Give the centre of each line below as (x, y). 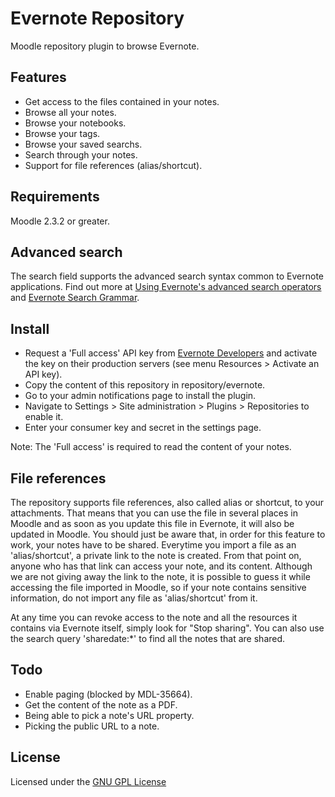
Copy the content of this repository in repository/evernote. (145, 385)
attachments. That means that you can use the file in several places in (154, 513)
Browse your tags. (62, 133)
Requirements (55, 197)
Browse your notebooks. (75, 123)
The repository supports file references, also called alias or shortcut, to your (167, 502)
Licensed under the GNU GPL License (88, 781)
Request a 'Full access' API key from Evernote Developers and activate (171, 353)
